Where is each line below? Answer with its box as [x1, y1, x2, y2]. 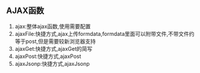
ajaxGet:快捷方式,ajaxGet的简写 [14, 45, 93, 52]
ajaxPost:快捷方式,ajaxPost [14, 53, 81, 60]
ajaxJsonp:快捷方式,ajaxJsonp [14, 60, 90, 67]
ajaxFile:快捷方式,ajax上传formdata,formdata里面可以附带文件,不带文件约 [14, 30, 195, 37]
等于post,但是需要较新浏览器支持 [14, 38, 96, 45]
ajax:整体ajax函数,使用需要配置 [14, 23, 91, 30]
